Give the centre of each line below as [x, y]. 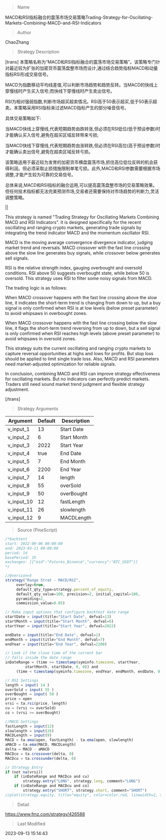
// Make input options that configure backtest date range [67, 612]
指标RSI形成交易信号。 [28, 74]
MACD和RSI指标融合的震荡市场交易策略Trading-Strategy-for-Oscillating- [79, 17]
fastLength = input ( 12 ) [30, 726]
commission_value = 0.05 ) [41, 603]
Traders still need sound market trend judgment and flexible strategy [75, 384]
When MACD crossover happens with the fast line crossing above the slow [81, 297]
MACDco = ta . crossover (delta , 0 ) [40, 754]
